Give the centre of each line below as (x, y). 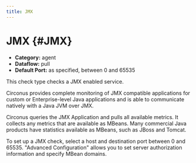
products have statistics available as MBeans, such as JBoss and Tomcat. (96, 130)
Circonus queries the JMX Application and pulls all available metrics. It (92, 117)
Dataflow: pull (32, 63)
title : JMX (20, 12)
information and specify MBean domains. (56, 154)
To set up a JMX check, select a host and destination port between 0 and (96, 141)
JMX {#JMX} (39, 41)
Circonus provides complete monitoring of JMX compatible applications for (98, 93)
